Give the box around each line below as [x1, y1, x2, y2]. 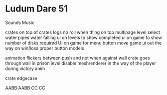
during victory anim [5, 65, 45, 71]
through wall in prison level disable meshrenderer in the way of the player [5, 60, 156, 66]
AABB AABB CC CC [5, 84, 46, 90]
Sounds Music [5, 19, 35, 25]
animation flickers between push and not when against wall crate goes [5, 54, 151, 60]
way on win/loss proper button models [5, 45, 84, 51]
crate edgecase [5, 75, 37, 81]
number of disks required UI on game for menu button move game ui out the [5, 39, 162, 45]
